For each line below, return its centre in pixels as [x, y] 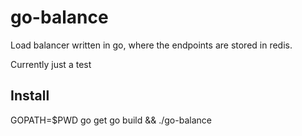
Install [30, 96]
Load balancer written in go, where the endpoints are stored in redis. [151, 45]
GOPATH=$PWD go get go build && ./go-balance [111, 120]
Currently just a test [51, 64]
